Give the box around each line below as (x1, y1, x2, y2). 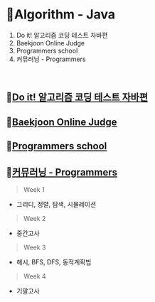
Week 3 (23, 243, 46, 252)
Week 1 (23, 185, 45, 194)
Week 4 (23, 271, 46, 280)
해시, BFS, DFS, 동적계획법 (16, 257, 92, 266)
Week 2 (23, 214, 46, 222)
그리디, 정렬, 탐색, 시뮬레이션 (16, 200, 97, 208)
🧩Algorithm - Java (6, 6, 116, 23)
